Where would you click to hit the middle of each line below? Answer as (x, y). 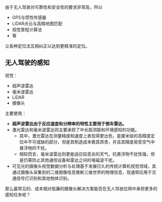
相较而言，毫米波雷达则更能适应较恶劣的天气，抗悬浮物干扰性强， (85, 154)
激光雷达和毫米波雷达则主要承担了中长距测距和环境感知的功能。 (75, 130)
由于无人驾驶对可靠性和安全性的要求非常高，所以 (54, 7)
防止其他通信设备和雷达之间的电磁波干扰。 (74, 160)
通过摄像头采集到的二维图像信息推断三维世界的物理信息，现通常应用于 (82, 172)
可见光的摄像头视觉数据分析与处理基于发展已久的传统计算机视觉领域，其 (84, 166)
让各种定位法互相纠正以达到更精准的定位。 (47, 46)
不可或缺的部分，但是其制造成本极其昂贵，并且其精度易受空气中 (91, 142)
